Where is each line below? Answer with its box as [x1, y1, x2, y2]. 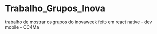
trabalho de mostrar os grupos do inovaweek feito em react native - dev [5, 19, 152, 25]
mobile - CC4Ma [5, 24, 39, 30]
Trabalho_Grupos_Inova [5, 3, 105, 14]
